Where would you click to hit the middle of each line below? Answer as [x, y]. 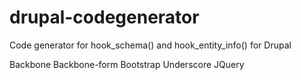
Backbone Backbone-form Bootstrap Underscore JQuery [127, 64]
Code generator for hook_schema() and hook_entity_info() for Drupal [150, 45]
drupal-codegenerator [104, 17]
